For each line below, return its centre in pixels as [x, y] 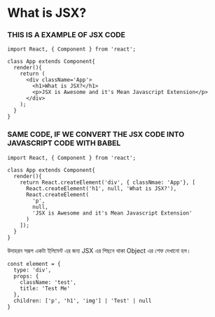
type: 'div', [33, 270]
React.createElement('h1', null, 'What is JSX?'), [101, 188]
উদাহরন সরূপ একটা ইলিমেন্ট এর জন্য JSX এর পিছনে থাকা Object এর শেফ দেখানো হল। [99, 250]
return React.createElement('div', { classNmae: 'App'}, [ [108, 182]
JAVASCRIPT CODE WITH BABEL [64, 143]
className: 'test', [48, 282]
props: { [26, 276]
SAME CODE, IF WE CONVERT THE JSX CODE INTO [96, 135]
